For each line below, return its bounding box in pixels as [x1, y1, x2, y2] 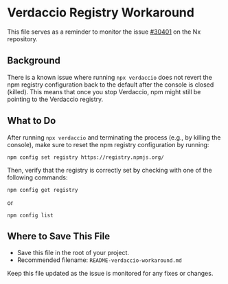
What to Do [7, 115, 56, 127]
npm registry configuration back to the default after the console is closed [7, 80, 214, 89]
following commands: [7, 173, 68, 182]
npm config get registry [7, 186, 78, 193]
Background [7, 55, 60, 67]
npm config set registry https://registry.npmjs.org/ [7, 153, 165, 161]
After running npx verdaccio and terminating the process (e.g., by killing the [7, 133, 221, 142]
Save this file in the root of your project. [16, 249, 129, 257]
